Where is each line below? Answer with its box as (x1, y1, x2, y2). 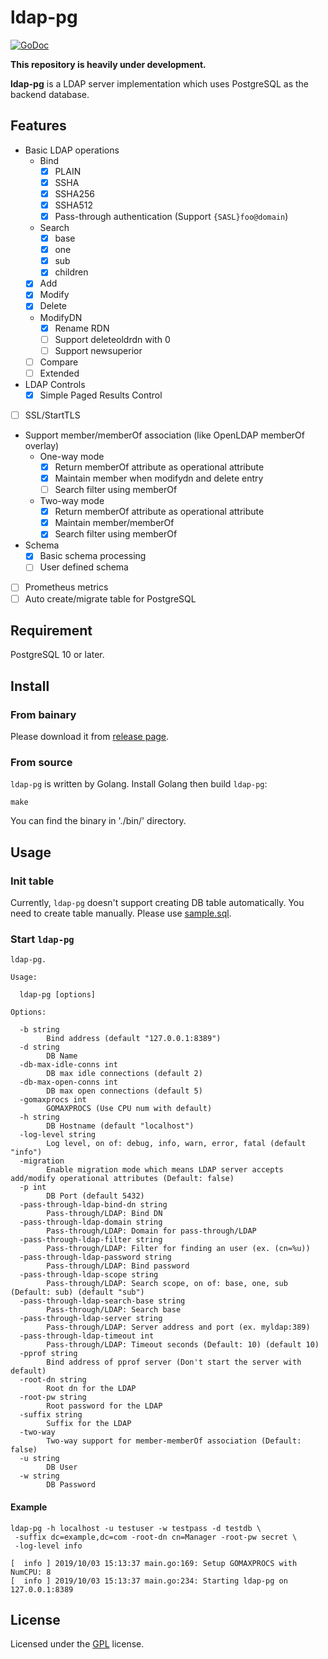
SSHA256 (54, 187, 95, 200)
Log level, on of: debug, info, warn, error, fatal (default (46, 1139, 307, 1149)
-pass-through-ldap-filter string (19, 1235, 163, 1245)
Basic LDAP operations (24, 144, 120, 156)
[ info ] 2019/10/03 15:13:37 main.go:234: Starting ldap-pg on (10, 1576, 288, 1586)
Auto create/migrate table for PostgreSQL (24, 592, 197, 605)
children (54, 266, 89, 278)
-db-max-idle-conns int (19, 1060, 118, 1070)
